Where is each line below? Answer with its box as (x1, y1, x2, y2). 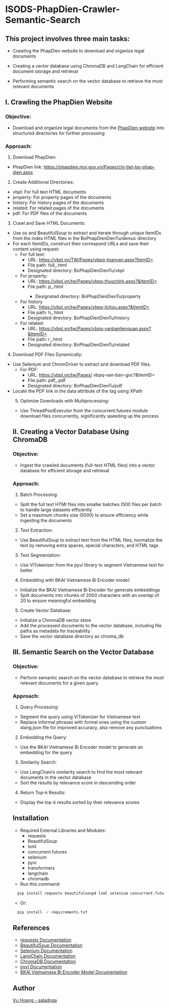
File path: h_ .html (27, 309, 64, 315)
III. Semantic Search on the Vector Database (12, 648, 154, 657)
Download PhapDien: (12, 154, 57, 160)
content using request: (12, 246, 60, 252)
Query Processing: (20, 703, 59, 710)
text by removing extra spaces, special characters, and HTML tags (20, 542, 159, 548)
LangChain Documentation (20, 953, 76, 959)
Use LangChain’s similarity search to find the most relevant (20, 769, 143, 775)
